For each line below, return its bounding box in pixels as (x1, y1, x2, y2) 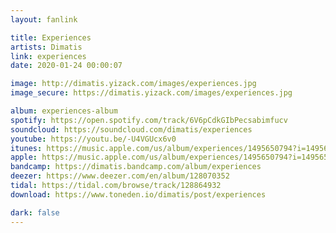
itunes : (10, 143, 43, 153)
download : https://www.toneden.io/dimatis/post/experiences (10, 189, 267, 200)
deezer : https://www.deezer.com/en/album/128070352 (10, 171, 230, 181)
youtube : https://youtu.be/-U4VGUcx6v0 (10, 134, 177, 144)
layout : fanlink (10, 14, 78, 25)
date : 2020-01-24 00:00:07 (10, 61, 123, 71)
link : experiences (10, 51, 87, 61)
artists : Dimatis (10, 42, 83, 52)
